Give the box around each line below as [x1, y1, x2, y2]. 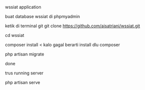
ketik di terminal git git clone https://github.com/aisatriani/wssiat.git [5, 23, 140, 29]
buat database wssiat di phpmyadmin [5, 14, 80, 19]
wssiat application [5, 4, 41, 10]
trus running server [5, 70, 44, 76]
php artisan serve [5, 80, 40, 85]
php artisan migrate [5, 51, 45, 57]
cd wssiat [5, 33, 24, 38]
